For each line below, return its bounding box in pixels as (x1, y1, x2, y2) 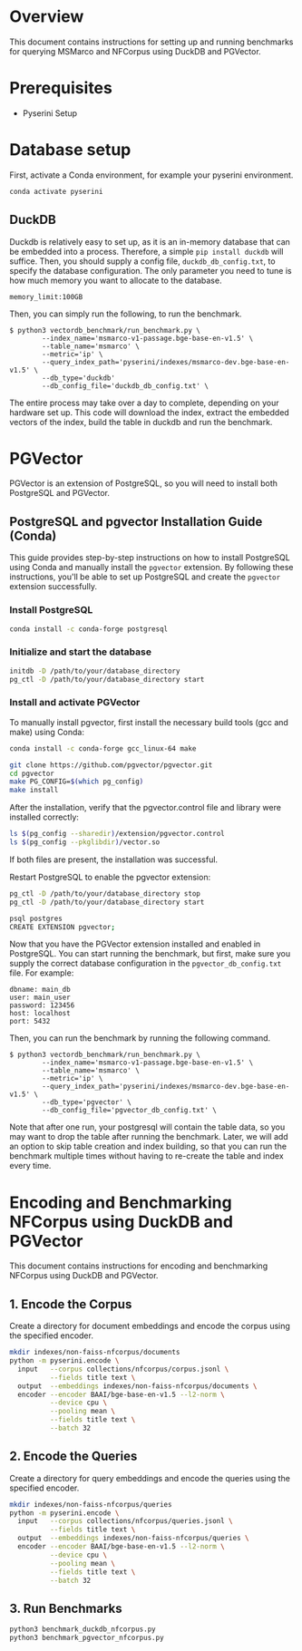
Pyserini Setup (22, 107, 78, 119)
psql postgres (9, 914, 63, 923)
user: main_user (9, 993, 71, 1003)
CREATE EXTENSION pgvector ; (9, 922, 116, 931)
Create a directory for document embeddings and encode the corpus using (9, 1321, 290, 1332)
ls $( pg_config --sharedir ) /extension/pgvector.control (9, 830, 225, 839)
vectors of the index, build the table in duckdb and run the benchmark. (9, 416, 273, 427)
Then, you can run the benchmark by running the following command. (9, 1033, 271, 1044)
